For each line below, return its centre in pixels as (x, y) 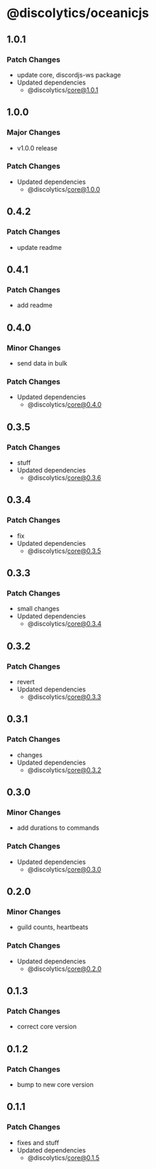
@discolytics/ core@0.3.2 (64, 770)
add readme (34, 305)
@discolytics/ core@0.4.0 (65, 405)
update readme (39, 247)
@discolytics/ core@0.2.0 (65, 968)
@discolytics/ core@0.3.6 (64, 478)
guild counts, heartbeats (52, 927)
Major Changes (34, 133)
